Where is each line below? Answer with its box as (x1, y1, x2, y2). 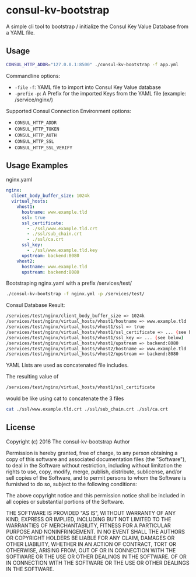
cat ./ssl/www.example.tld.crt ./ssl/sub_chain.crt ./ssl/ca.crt (6, 407, 168, 412)
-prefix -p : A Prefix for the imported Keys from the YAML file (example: (14, 90, 187, 97)
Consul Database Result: (6, 302, 65, 309)
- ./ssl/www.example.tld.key (27, 247, 98, 254)
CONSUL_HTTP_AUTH (14, 132, 57, 138)
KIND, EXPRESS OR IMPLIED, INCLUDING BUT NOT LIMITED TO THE (6, 515, 171, 523)
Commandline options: (6, 72, 61, 79)
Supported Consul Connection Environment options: (6, 107, 131, 114)
